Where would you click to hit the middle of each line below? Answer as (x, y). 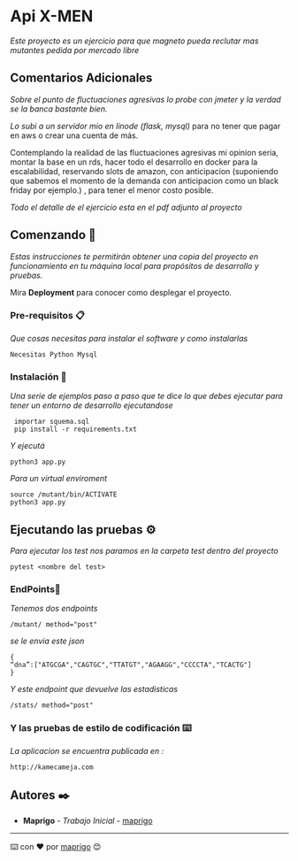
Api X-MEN (52, 16)
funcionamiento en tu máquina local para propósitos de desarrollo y (134, 265)
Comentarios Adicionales (81, 78)
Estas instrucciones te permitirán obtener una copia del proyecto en (134, 256)
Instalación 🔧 (38, 376)
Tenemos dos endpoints (54, 609)
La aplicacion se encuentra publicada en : (87, 750)
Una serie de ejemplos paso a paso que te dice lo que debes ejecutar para (147, 396)
